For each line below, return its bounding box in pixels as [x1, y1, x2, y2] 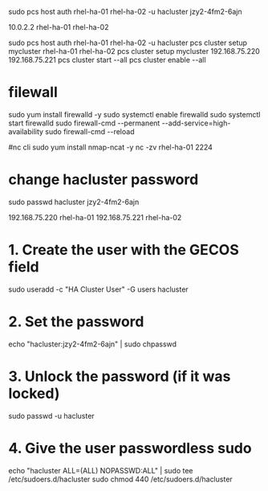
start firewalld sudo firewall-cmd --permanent [8, 118, 160, 128]
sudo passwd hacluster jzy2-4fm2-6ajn [8, 197, 140, 207]
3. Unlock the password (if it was [8, 367, 231, 385]
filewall [8, 84, 59, 101]
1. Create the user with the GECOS [8, 241, 239, 260]
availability [8, 126, 44, 136]
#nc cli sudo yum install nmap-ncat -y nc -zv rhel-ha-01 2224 [8, 142, 213, 152]
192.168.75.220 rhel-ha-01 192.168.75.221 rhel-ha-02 [8, 212, 182, 222]
